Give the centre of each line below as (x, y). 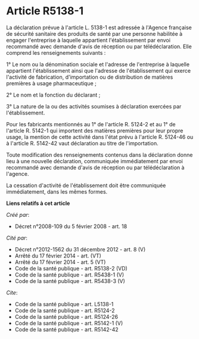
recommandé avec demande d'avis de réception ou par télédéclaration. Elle (99, 46)
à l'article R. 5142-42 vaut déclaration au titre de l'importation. (83, 143)
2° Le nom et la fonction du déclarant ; (53, 95)
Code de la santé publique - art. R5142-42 (67, 329)
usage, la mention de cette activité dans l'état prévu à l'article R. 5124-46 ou (100, 137)
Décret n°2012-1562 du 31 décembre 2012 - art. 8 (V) (80, 249)
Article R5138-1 (45, 11)
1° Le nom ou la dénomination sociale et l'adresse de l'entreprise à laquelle (98, 64)
